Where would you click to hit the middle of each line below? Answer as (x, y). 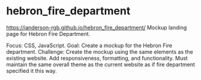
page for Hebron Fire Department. (48, 33)
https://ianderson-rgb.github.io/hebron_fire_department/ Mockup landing (97, 27)
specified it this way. (31, 70)
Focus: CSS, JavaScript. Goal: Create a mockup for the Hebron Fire (89, 45)
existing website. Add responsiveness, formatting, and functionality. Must (97, 58)
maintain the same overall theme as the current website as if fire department (100, 64)
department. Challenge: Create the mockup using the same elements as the (100, 51)
